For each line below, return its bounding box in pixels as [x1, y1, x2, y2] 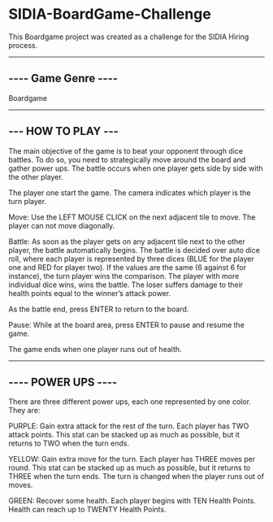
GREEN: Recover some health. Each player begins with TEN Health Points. [8, 496, 256, 506]
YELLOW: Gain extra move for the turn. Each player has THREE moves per [8, 455, 256, 464]
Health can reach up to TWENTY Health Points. [8, 505, 167, 515]
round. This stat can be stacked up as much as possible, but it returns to [8, 463, 251, 472]
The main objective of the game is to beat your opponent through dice [8, 146, 244, 155]
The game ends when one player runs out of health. [8, 344, 182, 354]
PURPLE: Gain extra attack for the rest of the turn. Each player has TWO [8, 421, 249, 431]
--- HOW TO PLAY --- [8, 124, 119, 138]
